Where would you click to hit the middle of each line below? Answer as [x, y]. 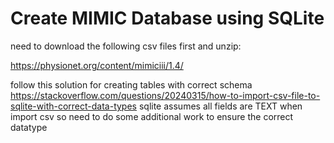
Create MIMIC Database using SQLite [167, 18]
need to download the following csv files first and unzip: [126, 46]
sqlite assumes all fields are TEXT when [220, 106]
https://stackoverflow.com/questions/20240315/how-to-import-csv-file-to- [165, 95]
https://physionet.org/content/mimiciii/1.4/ [97, 65]
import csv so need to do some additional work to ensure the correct [152, 116]
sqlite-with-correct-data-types [73, 106]
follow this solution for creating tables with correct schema [131, 84]
